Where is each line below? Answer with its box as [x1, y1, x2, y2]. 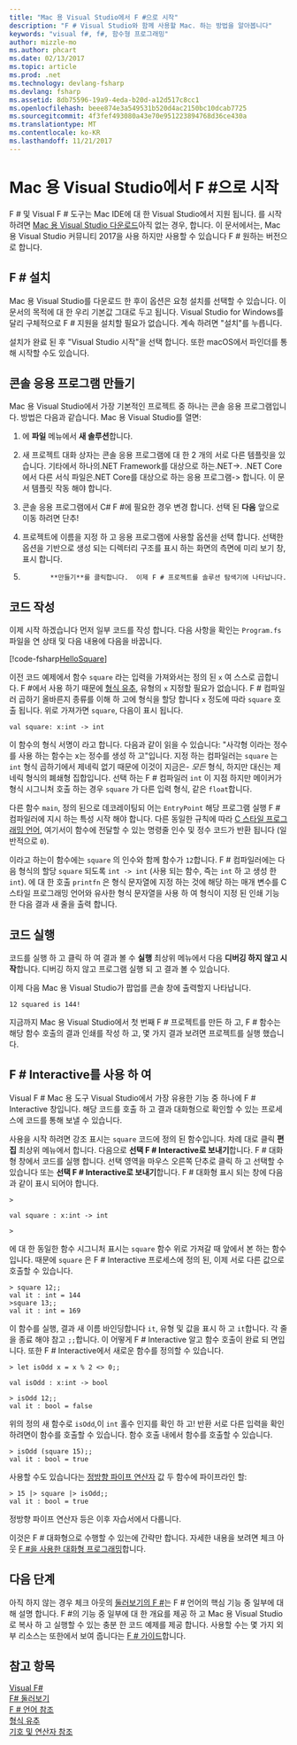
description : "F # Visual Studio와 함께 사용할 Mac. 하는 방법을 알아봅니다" [9, 21, 272, 30]
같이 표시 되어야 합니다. [18, 1178, 99, 1188]
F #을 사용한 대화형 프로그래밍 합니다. [18, 1543, 146, 1554]
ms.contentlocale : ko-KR [9, 129, 101, 137]
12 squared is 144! [9, 1000, 81, 1009]
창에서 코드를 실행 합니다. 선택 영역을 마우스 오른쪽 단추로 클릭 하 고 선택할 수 [18, 1156, 285, 1166]
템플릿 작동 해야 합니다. [31, 483, 112, 494]
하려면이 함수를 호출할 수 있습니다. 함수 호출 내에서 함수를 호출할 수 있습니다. [9, 1429, 273, 1440]
